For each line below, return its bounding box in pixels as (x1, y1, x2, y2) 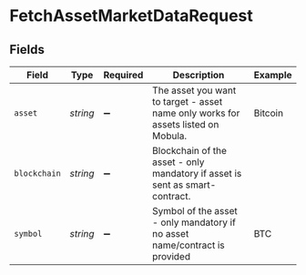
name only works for (151, 107, 240, 119)
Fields (9, 42, 46, 57)
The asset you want (151, 84, 237, 97)
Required (103, 69, 144, 81)
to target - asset (151, 96, 223, 107)
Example (253, 69, 292, 81)
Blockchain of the (151, 145, 228, 157)
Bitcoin (253, 107, 284, 119)
